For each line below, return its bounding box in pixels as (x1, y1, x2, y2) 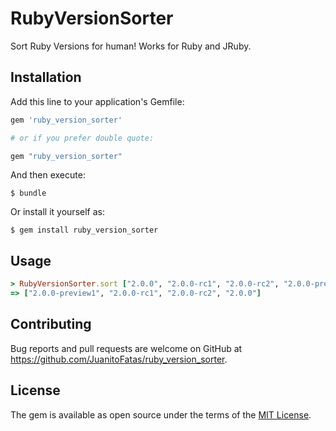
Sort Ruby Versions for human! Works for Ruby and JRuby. (10, 40, 252, 52)
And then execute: (10, 169, 86, 181)
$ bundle (10, 188, 47, 199)
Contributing (10, 316, 92, 333)
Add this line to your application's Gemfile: (10, 95, 185, 107)
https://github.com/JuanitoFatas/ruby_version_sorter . (10, 353, 228, 365)
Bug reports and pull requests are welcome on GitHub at (10, 342, 243, 354)
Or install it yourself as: (10, 206, 105, 218)
